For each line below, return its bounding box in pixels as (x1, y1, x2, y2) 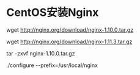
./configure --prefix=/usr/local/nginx (6, 62, 98, 69)
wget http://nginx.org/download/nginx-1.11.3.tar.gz (6, 38, 133, 45)
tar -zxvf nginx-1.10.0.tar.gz (6, 49, 75, 57)
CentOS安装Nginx (6, 5, 99, 20)
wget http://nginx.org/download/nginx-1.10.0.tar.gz (6, 26, 134, 34)
